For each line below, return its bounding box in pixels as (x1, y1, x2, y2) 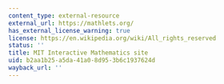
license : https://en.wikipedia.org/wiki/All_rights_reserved (8, 34, 217, 42)
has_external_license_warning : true (8, 26, 130, 34)
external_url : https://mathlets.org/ (8, 19, 134, 27)
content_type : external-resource (8, 11, 120, 20)
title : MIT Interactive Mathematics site (8, 49, 149, 57)
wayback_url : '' (8, 64, 62, 72)
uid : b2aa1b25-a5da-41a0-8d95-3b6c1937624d (8, 57, 156, 65)
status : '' (8, 42, 45, 50)
